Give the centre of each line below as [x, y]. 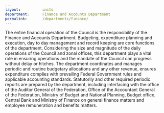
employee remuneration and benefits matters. [51, 105]
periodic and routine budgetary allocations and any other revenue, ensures [81, 69]
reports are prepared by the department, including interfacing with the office [82, 85]
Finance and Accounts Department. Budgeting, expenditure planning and [79, 38]
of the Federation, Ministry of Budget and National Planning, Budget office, [80, 95]
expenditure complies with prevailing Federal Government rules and [73, 74]
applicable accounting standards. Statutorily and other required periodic [78, 79]
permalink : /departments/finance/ [47, 19]
